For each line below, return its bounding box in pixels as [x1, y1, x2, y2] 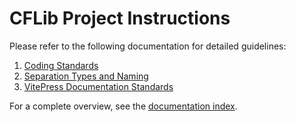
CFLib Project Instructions [9, 7, 231, 30]
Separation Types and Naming [23, 70, 149, 82]
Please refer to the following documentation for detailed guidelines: [9, 40, 287, 52]
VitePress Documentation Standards [23, 80, 174, 92]
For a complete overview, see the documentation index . [9, 100, 238, 112]
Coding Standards [23, 59, 99, 71]
